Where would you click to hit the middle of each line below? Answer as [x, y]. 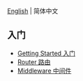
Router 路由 [34, 61]
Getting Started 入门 [46, 53]
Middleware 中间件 [44, 71]
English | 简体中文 [33, 11]
